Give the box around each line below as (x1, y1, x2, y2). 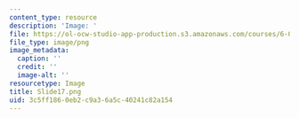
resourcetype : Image (9, 79, 86, 88)
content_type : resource (9, 12, 98, 22)
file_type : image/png (9, 37, 90, 47)
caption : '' (17, 54, 62, 63)
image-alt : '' (17, 71, 69, 80)
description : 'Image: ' (9, 21, 98, 30)
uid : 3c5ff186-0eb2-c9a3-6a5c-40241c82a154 (9, 95, 174, 105)
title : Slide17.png (9, 87, 82, 96)
